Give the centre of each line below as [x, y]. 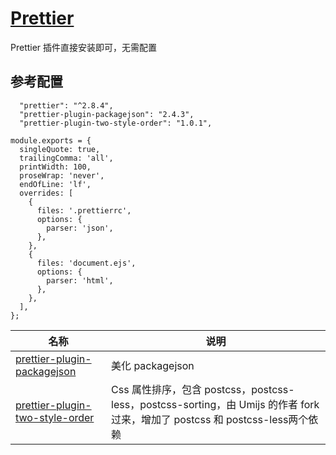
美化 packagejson [153, 365]
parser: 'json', [80, 228]
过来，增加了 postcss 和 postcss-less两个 [210, 419]
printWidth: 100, [55, 167]
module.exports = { [51, 140]
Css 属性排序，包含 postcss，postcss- [203, 389]
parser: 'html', [80, 280]
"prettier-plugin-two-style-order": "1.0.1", [116, 123]
